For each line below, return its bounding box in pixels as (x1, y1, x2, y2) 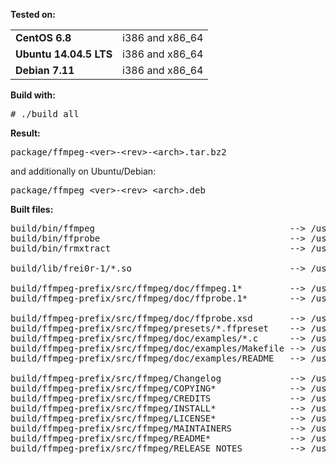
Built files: (10, 204, 54, 215)
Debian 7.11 (15, 64, 75, 77)
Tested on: (10, 9, 56, 20)
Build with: (10, 89, 56, 101)
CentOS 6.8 (15, 31, 72, 44)
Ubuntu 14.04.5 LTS (15, 47, 113, 61)
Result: (10, 127, 41, 139)
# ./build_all (10, 109, 80, 119)
